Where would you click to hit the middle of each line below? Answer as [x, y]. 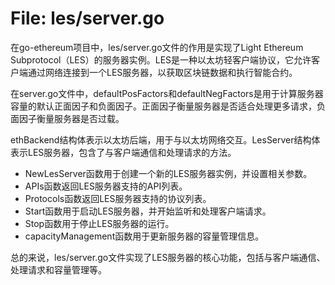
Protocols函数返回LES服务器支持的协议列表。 [118, 198]
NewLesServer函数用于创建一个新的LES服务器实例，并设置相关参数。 [168, 173]
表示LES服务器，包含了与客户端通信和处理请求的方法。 [123, 152]
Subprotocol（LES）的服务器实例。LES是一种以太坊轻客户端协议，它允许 [161, 59]
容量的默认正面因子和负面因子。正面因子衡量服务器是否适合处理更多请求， [163, 106]
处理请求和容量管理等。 [58, 269]
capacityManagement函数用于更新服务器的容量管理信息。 [144, 236]
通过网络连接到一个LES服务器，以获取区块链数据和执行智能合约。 [162, 72]
